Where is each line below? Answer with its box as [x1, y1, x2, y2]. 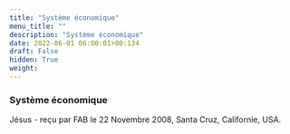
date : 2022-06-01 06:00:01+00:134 [9, 38, 140, 48]
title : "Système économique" [9, 13, 120, 23]
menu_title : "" [9, 22, 67, 31]
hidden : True [9, 55, 59, 64]
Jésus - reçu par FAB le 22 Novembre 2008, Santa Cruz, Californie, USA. [9, 114, 282, 125]
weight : [9, 64, 39, 73]
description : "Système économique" [9, 30, 144, 39]
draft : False [9, 47, 59, 56]
